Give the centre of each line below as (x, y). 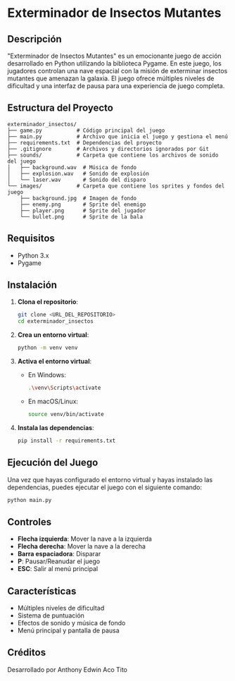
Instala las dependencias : (56, 427)
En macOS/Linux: (53, 401)
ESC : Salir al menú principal (58, 569)
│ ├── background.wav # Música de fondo (72, 167)
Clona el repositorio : (48, 302)
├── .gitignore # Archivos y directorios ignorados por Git (108, 149)
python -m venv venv (47, 348)
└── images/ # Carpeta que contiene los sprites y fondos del (116, 186)
